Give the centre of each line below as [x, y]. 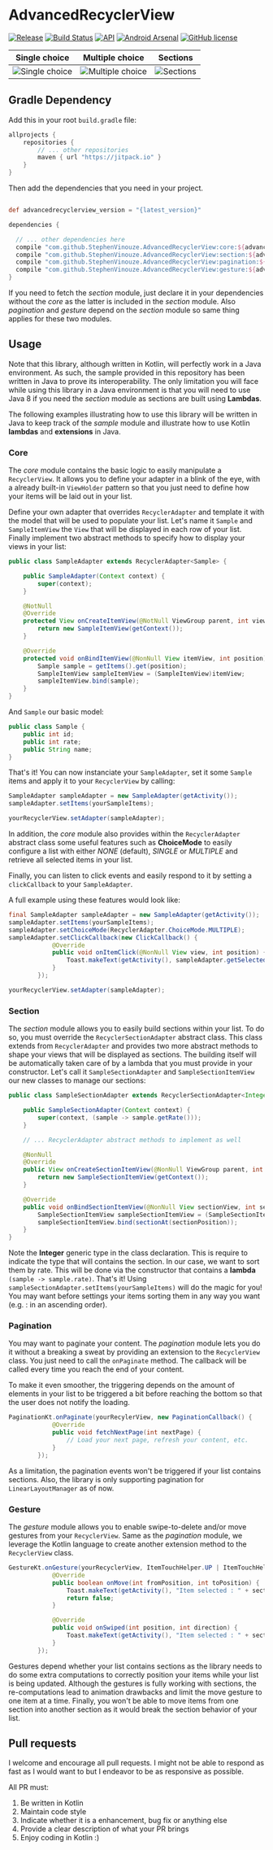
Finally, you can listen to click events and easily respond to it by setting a [130, 875]
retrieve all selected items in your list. [71, 860]
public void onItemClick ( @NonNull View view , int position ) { [159, 953]
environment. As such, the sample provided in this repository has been [127, 373]
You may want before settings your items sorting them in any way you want [134, 1296]
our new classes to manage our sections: [77, 1080]
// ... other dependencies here [71, 239]
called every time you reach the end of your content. [96, 1369]
